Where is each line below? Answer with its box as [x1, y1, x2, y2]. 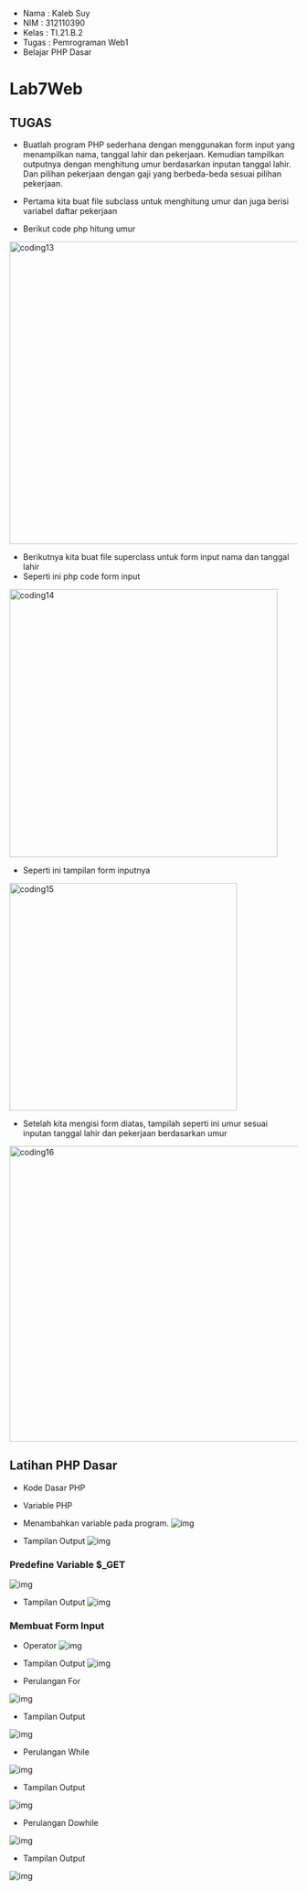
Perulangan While [22, 1746, 90, 1757]
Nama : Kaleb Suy [22, 8, 90, 18]
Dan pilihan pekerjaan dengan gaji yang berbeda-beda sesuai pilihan [22, 168, 281, 179]
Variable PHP [22, 1499, 73, 1510]
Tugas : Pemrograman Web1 [22, 37, 129, 48]
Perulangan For [22, 1676, 80, 1687]
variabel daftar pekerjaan [22, 206, 118, 216]
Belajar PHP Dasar [22, 47, 92, 58]
